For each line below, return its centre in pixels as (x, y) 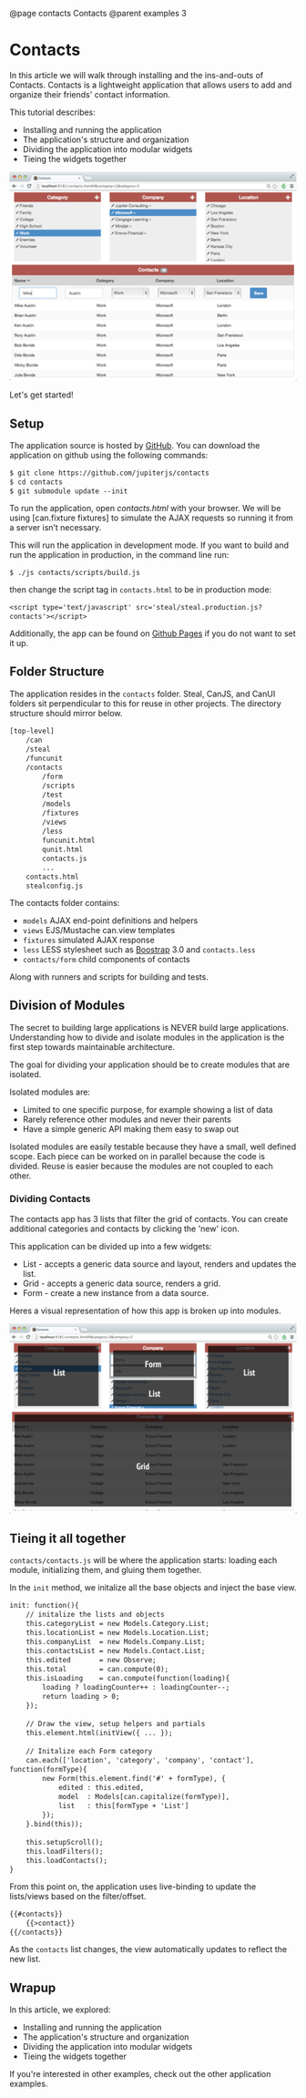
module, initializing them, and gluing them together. (106, 1570)
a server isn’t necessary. (56, 527)
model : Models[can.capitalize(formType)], (144, 1797)
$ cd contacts (36, 482)
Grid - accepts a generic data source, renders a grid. (122, 1283)
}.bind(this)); (55, 1825)
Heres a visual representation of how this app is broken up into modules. (145, 1311)
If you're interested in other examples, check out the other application (140, 2074)
